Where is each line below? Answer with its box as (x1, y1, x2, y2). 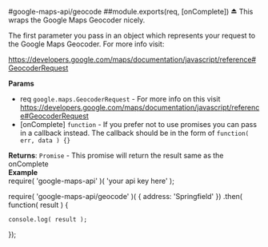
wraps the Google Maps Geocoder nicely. (8, 15, 146, 25)
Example (8, 168, 38, 177)
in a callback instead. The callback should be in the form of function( (19, 128, 250, 137)
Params (8, 79, 34, 88)
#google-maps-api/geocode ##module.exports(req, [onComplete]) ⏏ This (8, 7, 254, 16)
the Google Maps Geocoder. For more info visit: (8, 39, 165, 49)
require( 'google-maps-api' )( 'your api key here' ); (8, 176, 174, 185)
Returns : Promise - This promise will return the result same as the (8, 151, 224, 160)
